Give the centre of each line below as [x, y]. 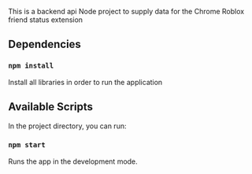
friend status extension [46, 20]
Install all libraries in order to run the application [85, 82]
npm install [31, 66]
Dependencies [44, 44]
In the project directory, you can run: [67, 126]
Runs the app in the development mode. [73, 161]
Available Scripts [50, 107]
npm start [27, 145]
